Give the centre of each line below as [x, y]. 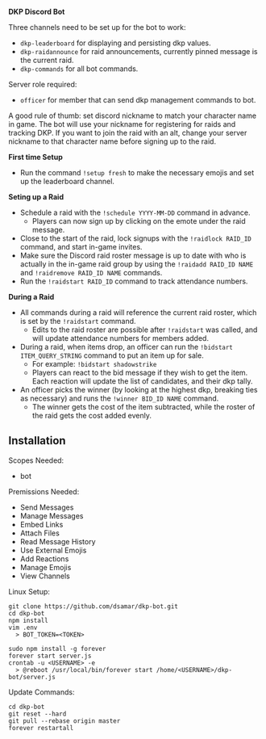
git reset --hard [37, 714]
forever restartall [41, 728]
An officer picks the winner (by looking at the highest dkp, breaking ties [139, 390]
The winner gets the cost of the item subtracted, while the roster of [143, 407]
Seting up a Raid [36, 197]
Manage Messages [52, 515]
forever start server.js [50, 656]
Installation [37, 441]
